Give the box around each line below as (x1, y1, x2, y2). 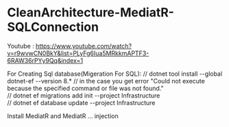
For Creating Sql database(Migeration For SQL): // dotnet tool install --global (7, 70, 223, 78)
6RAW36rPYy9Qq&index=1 (7, 56, 84, 64)
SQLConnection (7, 19, 99, 35)
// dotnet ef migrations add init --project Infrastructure (7, 91, 160, 100)
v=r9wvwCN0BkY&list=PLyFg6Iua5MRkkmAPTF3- (7, 49, 149, 57)
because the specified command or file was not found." (7, 84, 164, 92)
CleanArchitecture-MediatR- (7, 5, 175, 20)
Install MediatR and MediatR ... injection (7, 111, 119, 120)
